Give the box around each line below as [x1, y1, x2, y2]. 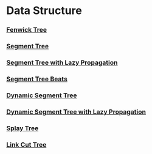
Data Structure [6, 4, 82, 18]
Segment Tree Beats [6, 75, 68, 83]
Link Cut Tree [6, 140, 47, 148]
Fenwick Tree [6, 26, 47, 34]
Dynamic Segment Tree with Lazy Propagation [6, 108, 146, 116]
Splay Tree [6, 123, 39, 132]
